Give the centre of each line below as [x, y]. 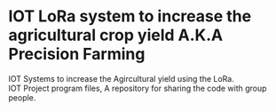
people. [22, 97]
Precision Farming [77, 54]
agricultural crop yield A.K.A [116, 35]
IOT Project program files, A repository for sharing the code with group [138, 88]
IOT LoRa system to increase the [130, 16]
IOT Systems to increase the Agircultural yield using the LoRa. [121, 78]
